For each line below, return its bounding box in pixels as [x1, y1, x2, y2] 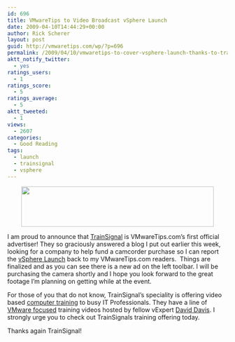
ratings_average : [7, 95, 58, 102]
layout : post [7, 36, 45, 43]
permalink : [7, 50, 39, 57]
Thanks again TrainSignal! [7, 327, 82, 335]
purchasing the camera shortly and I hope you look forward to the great [7, 269, 213, 278]
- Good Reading [13, 141, 58, 148]
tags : [7, 147, 23, 154]
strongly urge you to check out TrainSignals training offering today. [7, 313, 201, 321]
